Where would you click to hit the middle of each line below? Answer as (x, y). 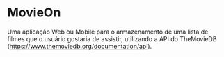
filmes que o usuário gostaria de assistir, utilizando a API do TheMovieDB (112, 38)
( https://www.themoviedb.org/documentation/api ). (80, 46)
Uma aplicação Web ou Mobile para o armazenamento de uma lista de (108, 32)
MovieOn (34, 13)
